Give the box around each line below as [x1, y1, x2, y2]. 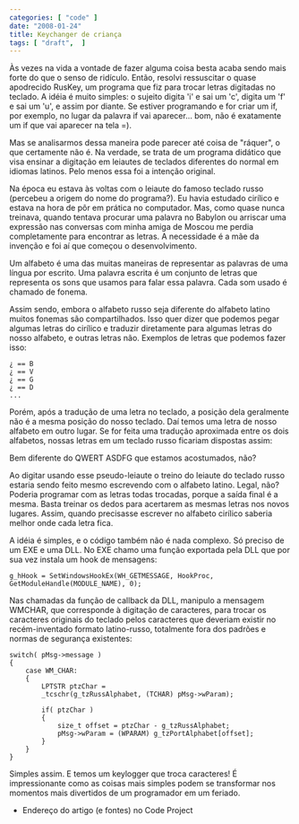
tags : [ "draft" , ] [9, 38, 87, 48]
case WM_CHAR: [25, 666, 78, 676]
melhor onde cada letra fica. [9, 518, 114, 529]
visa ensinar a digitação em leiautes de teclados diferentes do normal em [9, 156, 279, 167]
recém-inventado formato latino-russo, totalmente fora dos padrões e [9, 624, 267, 635]
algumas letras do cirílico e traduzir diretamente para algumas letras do [9, 323, 273, 334]
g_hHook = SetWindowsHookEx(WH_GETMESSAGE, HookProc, [9, 572, 215, 581]
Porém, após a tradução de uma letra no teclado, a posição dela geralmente [9, 407, 289, 417]
